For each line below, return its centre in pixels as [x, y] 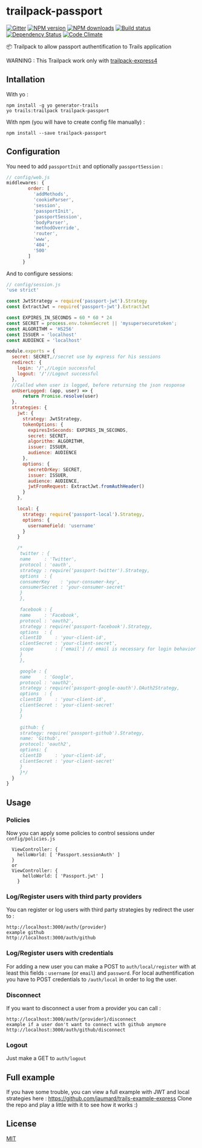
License [21, 1124]
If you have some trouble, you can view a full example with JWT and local [98, 1092]
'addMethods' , [51, 194]
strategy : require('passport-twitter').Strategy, [85, 570]
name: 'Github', [40, 739]
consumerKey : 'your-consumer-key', [70, 582]
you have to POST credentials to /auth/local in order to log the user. [92, 979]
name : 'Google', [47, 677]
